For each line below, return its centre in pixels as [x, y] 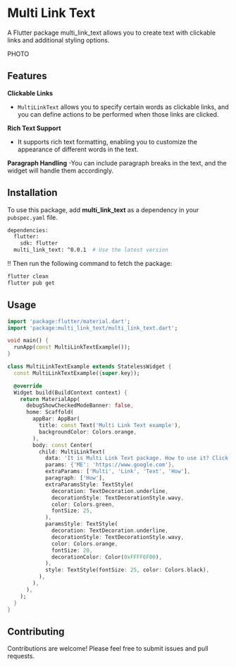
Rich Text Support [34, 128]
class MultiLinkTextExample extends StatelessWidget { [89, 366]
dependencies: [28, 230]
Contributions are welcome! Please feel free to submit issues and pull [108, 649]
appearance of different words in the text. [78, 149]
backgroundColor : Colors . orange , [88, 432]
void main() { [28, 341]
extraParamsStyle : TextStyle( [89, 485]
